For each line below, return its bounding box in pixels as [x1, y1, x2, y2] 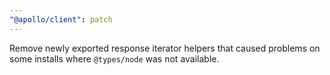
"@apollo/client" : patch [9, 14, 113, 25]
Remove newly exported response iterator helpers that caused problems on [9, 42, 321, 54]
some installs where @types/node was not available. [9, 52, 220, 65]
